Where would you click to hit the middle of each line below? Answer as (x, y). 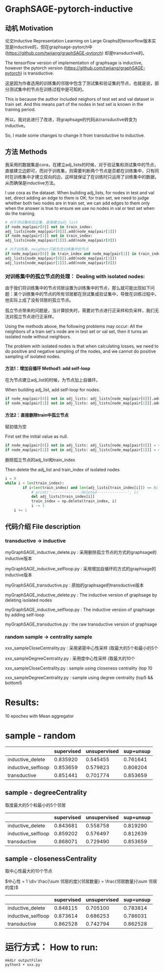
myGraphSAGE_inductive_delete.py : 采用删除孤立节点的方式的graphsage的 (81, 552)
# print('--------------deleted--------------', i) (85, 492)
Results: (22, 702)
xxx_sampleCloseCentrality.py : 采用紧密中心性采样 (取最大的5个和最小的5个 (82, 648)
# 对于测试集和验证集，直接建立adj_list (41, 222)
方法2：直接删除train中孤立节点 (37, 415)
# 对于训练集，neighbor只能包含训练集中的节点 (47, 249)
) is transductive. (37, 73)
